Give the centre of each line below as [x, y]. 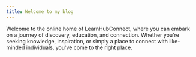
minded [16, 47]
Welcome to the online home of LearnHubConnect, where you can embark [98, 28]
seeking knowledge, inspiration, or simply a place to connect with [87, 41]
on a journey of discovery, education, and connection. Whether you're [93, 35]
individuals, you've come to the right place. [79, 47]
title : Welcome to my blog [40, 12]
